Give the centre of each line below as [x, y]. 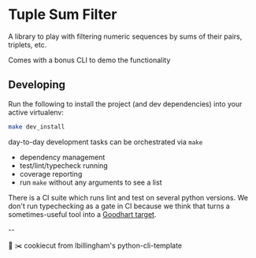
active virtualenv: [36, 112]
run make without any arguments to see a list [91, 182]
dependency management [62, 157]
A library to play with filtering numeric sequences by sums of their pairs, [125, 36]
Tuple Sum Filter [63, 15]
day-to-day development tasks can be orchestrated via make [106, 142]
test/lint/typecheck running [63, 165]
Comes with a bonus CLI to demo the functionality [89, 60]
